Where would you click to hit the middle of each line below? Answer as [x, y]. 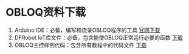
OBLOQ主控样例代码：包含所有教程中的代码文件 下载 [81, 45]
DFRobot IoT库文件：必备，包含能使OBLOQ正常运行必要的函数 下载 [98, 37]
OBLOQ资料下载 [46, 12]
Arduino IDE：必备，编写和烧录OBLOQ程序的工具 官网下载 [87, 30]
